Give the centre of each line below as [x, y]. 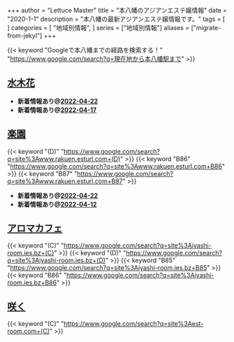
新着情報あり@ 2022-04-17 [57, 110]
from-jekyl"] [25, 36]
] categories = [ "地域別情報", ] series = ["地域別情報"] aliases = [98, 28]
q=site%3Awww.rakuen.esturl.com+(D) [64, 159]
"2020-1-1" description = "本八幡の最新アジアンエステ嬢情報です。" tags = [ [116, 19]
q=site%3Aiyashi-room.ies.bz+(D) [57, 260]
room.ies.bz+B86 [32, 283]
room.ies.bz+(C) [31, 253]
